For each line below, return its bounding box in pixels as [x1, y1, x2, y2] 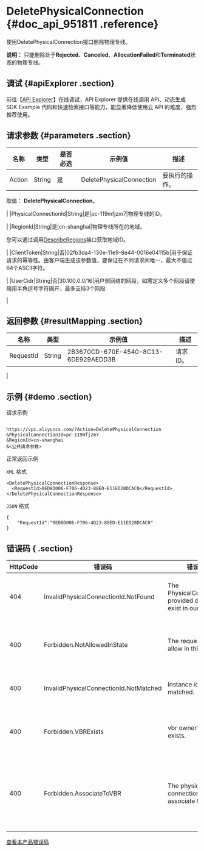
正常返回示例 [6, 455, 38, 463]
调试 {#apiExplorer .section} [6, 78, 115, 89]
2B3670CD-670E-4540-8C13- [67, 347, 163, 356]
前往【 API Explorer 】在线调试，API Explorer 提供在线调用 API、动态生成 [6, 96, 186, 103]
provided [168, 596, 193, 605]
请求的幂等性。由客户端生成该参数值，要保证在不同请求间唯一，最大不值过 [6, 256, 192, 263]
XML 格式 [6, 468, 27, 475]
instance [168, 680, 192, 688]
